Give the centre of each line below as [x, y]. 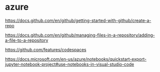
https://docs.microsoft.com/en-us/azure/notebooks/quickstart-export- [76, 59]
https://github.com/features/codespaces [46, 50]
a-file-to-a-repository [27, 40]
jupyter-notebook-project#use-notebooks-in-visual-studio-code [70, 64]
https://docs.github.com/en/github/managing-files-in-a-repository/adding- [80, 35]
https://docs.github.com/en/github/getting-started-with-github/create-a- [78, 20]
